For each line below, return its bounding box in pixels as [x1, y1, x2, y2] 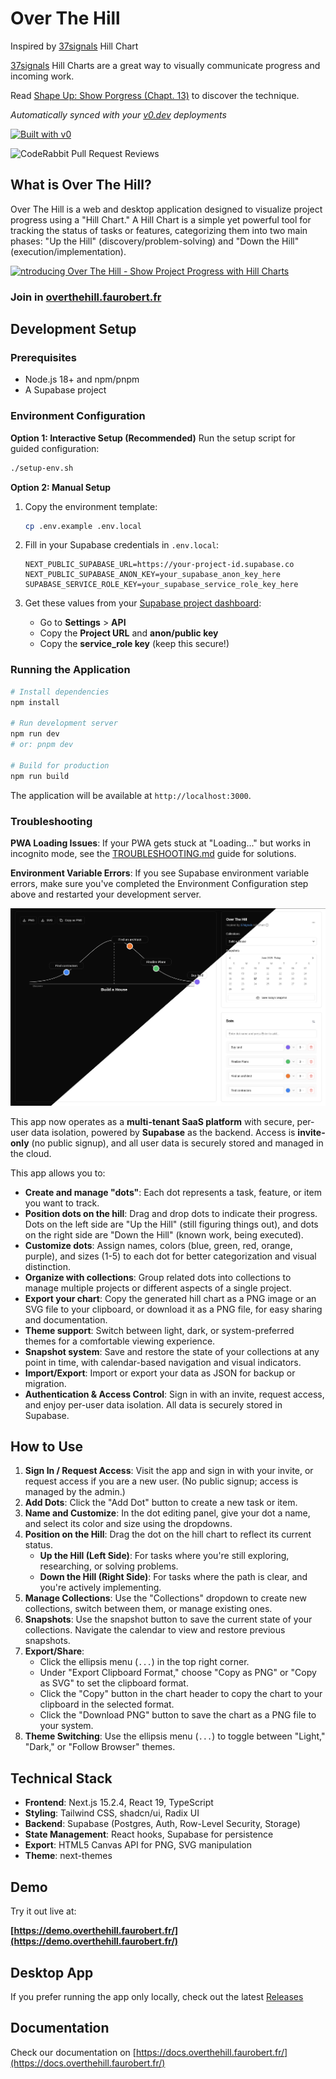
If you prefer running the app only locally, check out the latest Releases [10, 1990, 304, 2002]
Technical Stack [10, 1770, 113, 1787]
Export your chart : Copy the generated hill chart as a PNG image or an [24, 1292, 317, 1304]
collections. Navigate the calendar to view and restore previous [24, 1624, 286, 1636]
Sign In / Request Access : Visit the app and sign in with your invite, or [24, 1465, 314, 1477]
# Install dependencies [10, 687, 110, 697]
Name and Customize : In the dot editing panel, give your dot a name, [24, 1507, 311, 1519]
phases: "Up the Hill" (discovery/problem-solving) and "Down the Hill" [10, 235, 300, 247]
